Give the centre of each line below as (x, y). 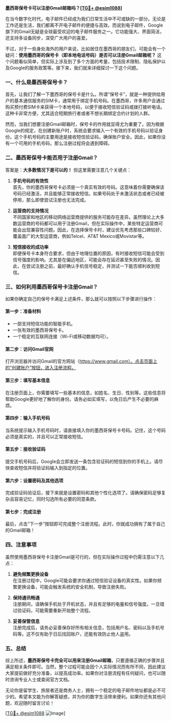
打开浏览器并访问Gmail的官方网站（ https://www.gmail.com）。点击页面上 (81, 362)
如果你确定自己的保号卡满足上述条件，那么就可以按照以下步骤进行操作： (81, 299)
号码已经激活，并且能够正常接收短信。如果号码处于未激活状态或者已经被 (88, 193)
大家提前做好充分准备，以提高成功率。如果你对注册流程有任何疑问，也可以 (83, 673)
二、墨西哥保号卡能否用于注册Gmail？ (52, 158)
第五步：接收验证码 (25, 449)
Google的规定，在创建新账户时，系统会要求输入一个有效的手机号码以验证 (82, 131)
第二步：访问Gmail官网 (29, 349)
